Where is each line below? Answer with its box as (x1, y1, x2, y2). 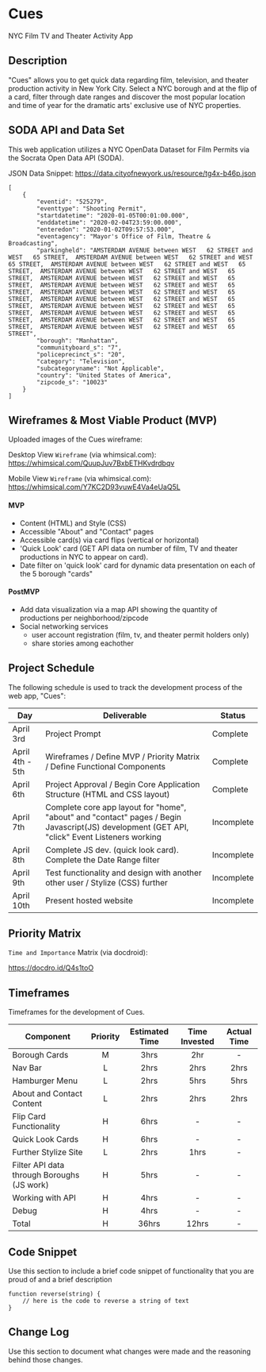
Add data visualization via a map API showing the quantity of (19, 604, 218, 614)
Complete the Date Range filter (45, 854, 160, 865)
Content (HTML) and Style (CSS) (19, 518, 127, 528)
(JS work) (12, 1180, 49, 1191)
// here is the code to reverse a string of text (22, 1297, 190, 1305)
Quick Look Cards (12, 1134, 79, 1145)
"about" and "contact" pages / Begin (45, 811, 182, 823)
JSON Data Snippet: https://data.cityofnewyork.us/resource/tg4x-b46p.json (8, 168, 256, 178)
